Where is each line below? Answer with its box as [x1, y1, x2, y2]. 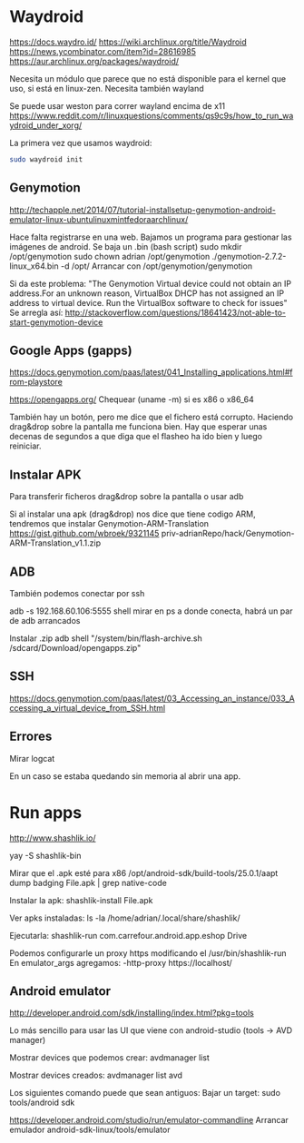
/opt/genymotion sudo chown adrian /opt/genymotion [9, 251, 211, 261]
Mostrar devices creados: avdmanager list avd [9, 1069, 183, 1081]
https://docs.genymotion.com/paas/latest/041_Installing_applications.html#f [9, 367, 293, 378]
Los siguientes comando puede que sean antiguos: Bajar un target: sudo [9, 1088, 281, 1099]
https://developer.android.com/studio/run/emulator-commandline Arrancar [9, 1115, 289, 1126]
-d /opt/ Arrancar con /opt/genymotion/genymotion [60, 261, 252, 271]
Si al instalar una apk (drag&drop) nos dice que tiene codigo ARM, [9, 508, 256, 519]
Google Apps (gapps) [9, 343, 133, 359]
